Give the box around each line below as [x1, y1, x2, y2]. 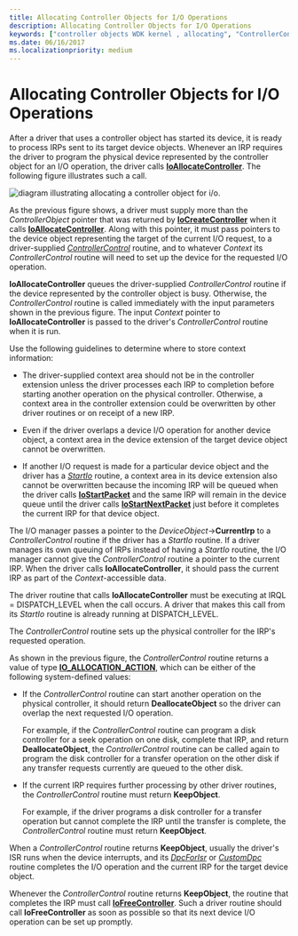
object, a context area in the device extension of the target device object [21, 435, 288, 445]
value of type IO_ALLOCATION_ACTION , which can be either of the [9, 662, 256, 673]
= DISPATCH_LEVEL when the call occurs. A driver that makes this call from [9, 599, 286, 610]
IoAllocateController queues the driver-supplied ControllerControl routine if [9, 279, 286, 290]
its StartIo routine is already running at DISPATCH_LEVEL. [9, 609, 219, 620]
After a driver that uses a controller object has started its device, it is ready [9, 132, 282, 143]
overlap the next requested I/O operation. [21, 708, 174, 718]
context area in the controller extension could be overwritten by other [21, 398, 277, 409]
